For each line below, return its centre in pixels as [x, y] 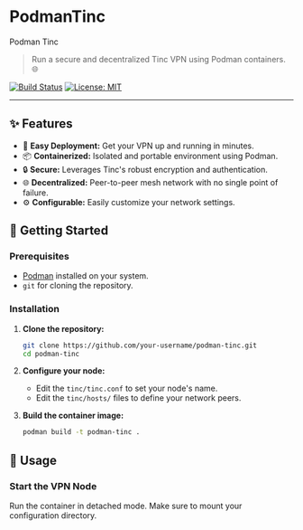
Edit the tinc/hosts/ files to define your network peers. [138, 398]
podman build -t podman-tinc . [81, 432]
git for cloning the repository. [78, 286]
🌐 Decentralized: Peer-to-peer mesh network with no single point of [150, 182]
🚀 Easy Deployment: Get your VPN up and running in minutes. [138, 146]
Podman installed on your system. [85, 276]
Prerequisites [39, 257]
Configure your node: [64, 371]
